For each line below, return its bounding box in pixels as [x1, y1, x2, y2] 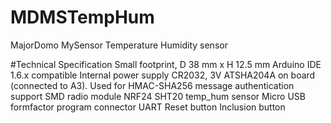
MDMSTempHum [10, 6, 155, 29]
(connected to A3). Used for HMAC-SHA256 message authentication [10, 79, 295, 91]
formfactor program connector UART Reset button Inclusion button [10, 101, 286, 113]
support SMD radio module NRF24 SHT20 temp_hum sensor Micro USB [10, 90, 307, 102]
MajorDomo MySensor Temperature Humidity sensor [10, 39, 228, 51]
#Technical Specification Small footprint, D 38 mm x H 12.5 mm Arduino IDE [10, 58, 322, 70]
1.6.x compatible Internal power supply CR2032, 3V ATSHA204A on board [10, 69, 316, 81]
